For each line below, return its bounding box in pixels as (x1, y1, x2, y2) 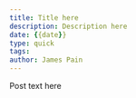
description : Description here (9, 22, 128, 31)
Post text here (9, 81, 62, 91)
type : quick (9, 38, 54, 48)
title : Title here (9, 13, 79, 23)
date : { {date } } (9, 30, 67, 39)
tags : (9, 47, 30, 56)
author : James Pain (9, 55, 83, 64)
